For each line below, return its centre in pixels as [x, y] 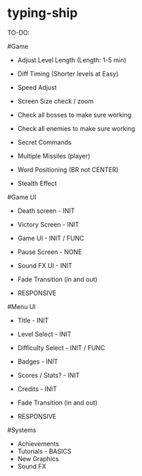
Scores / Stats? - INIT [49, 375]
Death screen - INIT [46, 211]
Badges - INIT [38, 361]
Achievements [38, 443]
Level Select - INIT [44, 334]
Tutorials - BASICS [44, 451]
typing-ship [43, 13]
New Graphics [38, 458]
